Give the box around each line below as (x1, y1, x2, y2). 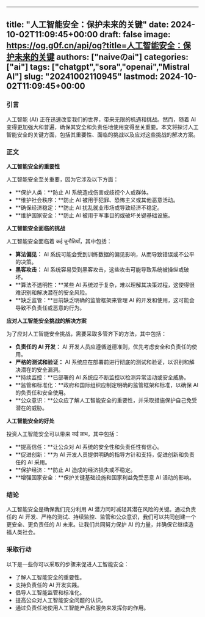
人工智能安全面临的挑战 (6, 224, 65, 232)
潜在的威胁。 (15, 404, 48, 412)
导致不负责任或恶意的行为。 (15, 304, 85, 311)
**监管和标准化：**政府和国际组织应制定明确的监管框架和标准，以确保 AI (15, 381, 199, 388)
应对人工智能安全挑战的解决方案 (6, 317, 87, 324)
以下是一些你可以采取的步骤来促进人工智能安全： (6, 560, 129, 567)
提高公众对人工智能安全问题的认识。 (15, 596, 107, 604)
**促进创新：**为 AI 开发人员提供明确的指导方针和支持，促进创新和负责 (15, 451, 195, 458)
